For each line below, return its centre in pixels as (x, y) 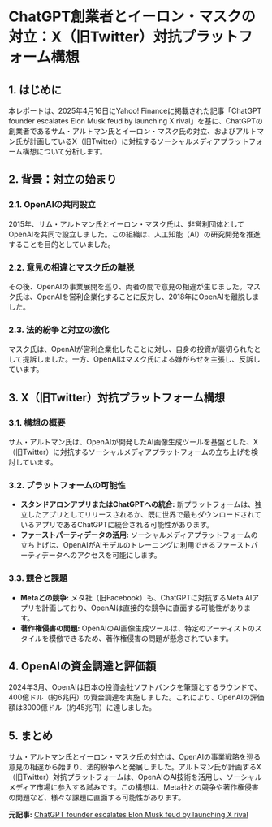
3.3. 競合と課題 (38, 578)
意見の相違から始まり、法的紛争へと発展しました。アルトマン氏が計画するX (135, 767)
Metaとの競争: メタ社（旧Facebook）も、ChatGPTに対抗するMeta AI (136, 597)
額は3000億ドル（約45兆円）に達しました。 (82, 708)
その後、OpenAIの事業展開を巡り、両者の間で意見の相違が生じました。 (127, 286)
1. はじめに (35, 90)
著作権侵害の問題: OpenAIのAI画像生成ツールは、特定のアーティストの (138, 628)
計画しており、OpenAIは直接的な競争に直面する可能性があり (143, 608)
